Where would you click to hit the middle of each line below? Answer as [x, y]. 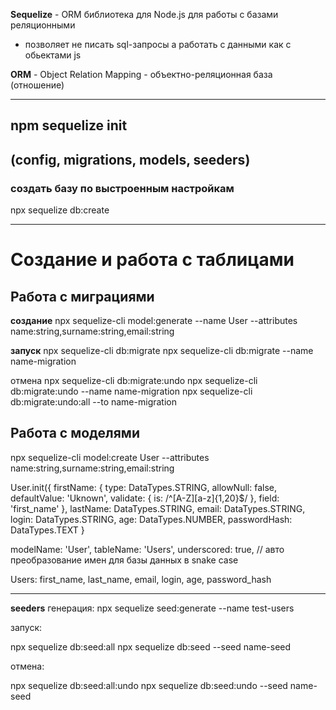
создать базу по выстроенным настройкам [122, 188]
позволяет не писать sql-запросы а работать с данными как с [158, 44]
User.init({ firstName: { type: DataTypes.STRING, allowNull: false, [144, 487]
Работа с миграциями [82, 296]
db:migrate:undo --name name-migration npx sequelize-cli [131, 391]
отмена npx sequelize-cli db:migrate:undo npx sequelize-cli [134, 381]
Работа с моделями [75, 433]
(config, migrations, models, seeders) [130, 159]
